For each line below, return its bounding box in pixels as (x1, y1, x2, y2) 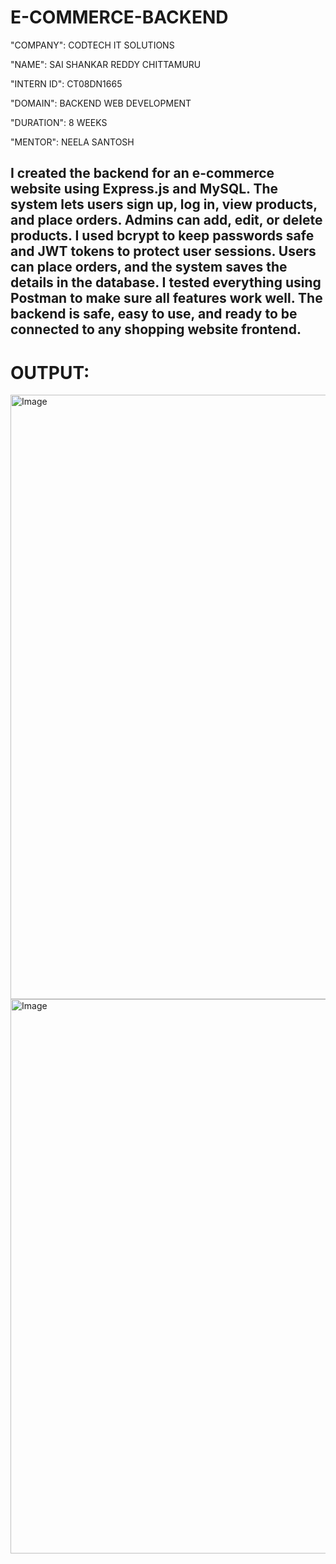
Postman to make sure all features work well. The (10, 290, 323, 307)
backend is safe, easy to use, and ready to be (10, 306, 298, 323)
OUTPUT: (10, 361, 90, 384)
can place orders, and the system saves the (10, 259, 288, 276)
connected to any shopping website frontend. (10, 321, 302, 338)
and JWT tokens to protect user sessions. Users (10, 243, 317, 260)
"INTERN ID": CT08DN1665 (10, 77, 123, 90)
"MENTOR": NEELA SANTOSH (10, 136, 135, 148)
